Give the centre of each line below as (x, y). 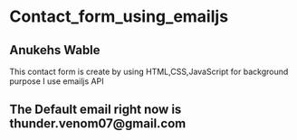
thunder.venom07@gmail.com (98, 124)
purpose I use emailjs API (57, 81)
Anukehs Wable (55, 50)
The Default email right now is (96, 110)
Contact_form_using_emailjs (119, 17)
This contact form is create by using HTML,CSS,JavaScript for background (149, 71)
